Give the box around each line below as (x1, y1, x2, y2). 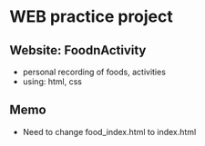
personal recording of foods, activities (22, 66, 167, 77)
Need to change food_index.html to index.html (22, 126, 197, 137)
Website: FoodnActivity (9, 43, 147, 58)
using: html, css (22, 76, 82, 87)
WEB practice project (9, 6, 173, 27)
